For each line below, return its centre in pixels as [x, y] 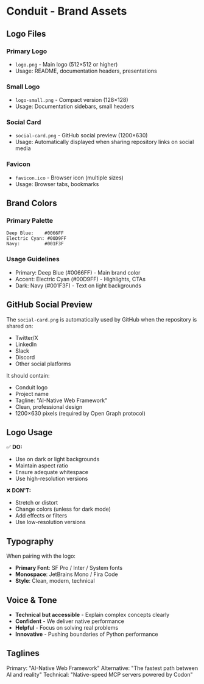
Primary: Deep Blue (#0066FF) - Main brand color [78, 272]
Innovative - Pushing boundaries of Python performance [86, 634]
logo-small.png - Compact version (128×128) [72, 100]
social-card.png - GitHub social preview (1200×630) [81, 135]
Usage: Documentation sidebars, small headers [75, 106]
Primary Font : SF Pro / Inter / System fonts [69, 568]
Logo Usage [30, 432]
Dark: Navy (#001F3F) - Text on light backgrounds [78, 286]
